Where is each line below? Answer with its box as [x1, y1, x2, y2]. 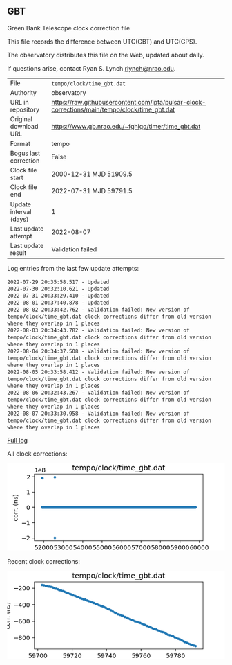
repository [10, 105, 40, 114]
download [10, 123, 39, 131]
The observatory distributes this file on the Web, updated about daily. [7, 51, 205, 59]
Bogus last [10, 149, 40, 157]
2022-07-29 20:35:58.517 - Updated [7, 278, 110, 285]
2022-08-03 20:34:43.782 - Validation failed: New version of [7, 327, 190, 334]
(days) [10, 215, 29, 223]
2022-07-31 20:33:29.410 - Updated [7, 292, 110, 299]
